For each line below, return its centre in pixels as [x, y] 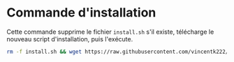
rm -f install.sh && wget [44, 52]
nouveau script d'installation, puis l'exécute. [70, 39]
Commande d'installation [81, 13]
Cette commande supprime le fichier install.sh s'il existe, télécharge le [110, 32]
